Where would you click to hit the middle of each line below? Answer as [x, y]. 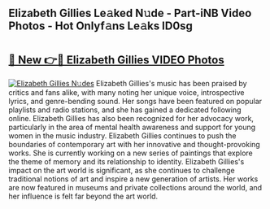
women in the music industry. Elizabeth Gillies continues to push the [122, 136]
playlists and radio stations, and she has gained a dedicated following [125, 110]
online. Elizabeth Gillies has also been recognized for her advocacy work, [131, 118]
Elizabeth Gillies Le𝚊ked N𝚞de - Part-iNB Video [130, 13]
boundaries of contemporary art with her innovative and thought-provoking [134, 144]
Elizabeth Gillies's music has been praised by [172, 83]
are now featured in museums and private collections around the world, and [135, 187]
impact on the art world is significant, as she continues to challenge [122, 170]
